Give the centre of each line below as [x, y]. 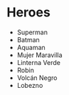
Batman [28, 39]
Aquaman [31, 47]
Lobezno [30, 85]
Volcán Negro [37, 77]
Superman [32, 32]
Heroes [28, 12]
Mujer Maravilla [39, 55]
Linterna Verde [39, 62]
